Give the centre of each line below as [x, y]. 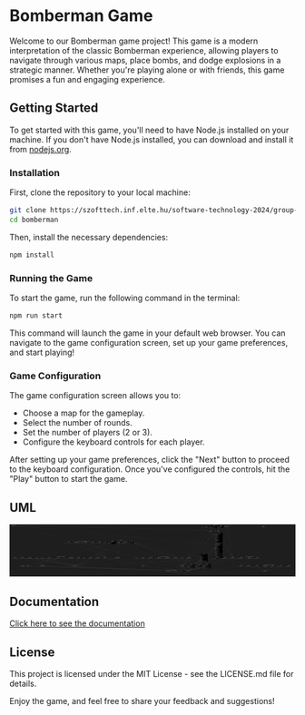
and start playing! [42, 352]
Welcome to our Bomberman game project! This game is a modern [134, 41]
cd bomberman [34, 220]
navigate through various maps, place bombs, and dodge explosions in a [145, 60]
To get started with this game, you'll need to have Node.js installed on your [149, 130]
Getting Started [54, 108]
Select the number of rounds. [78, 423]
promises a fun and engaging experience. [87, 79]
